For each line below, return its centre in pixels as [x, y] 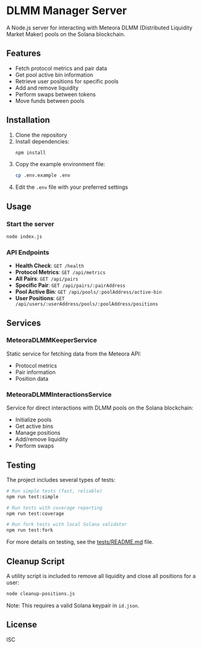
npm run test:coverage [35, 513]
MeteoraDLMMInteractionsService [59, 394]
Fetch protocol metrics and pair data [61, 68]
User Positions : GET [40, 299]
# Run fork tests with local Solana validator [67, 525]
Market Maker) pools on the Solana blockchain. [66, 34]
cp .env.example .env [43, 175]
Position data [32, 378]
